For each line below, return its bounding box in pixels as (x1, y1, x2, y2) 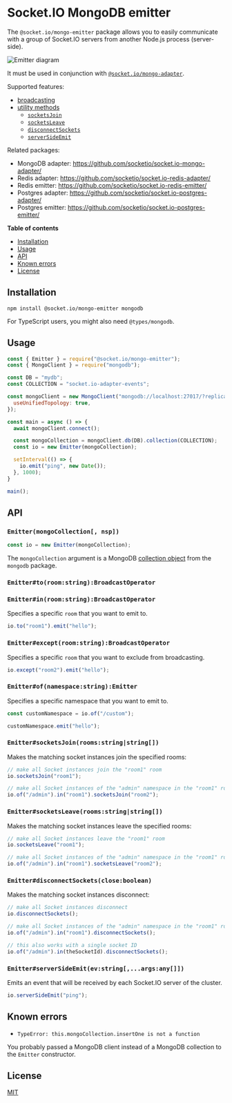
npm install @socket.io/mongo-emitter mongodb (7, 305, 144, 312)
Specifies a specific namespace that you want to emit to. (7, 696, 169, 705)
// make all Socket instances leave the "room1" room (7, 835, 166, 842)
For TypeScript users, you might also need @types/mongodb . (7, 317, 175, 325)
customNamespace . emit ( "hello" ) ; (7, 723, 100, 730)
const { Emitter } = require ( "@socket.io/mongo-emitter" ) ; (7, 355, 181, 362)
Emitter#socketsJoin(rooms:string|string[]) (7, 739, 159, 747)
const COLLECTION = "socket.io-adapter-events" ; (7, 381, 150, 388)
